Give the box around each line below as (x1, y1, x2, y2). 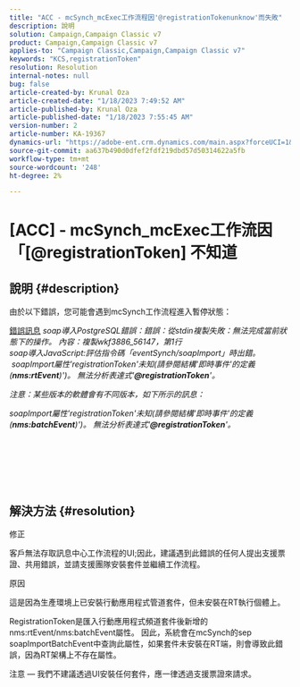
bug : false (9, 80, 50, 89)
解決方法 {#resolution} (9, 503, 136, 519)
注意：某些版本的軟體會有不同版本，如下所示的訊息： (9, 389, 205, 400)
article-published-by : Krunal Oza (9, 105, 138, 114)
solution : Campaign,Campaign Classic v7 (9, 30, 162, 38)
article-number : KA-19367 (9, 130, 105, 139)
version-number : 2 (9, 122, 78, 131)
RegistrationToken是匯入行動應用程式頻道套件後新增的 (9, 616, 208, 627)
